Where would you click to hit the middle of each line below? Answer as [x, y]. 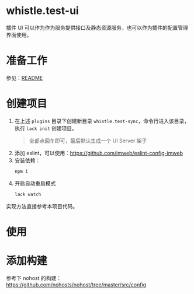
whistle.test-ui [42, 11]
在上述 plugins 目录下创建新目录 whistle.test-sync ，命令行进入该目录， [102, 121]
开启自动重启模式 [35, 183]
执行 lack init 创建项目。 [46, 128]
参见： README [25, 78]
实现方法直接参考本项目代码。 [42, 206]
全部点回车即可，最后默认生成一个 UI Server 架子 [88, 141]
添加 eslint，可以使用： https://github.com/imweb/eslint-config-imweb [98, 153]
